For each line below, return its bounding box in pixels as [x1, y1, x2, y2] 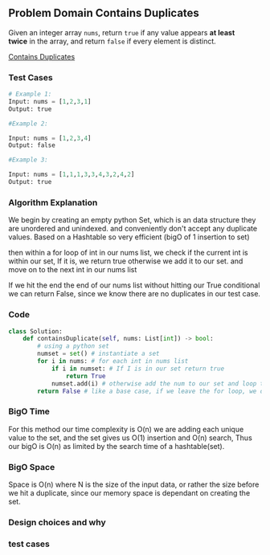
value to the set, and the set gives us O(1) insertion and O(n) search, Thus [8, 433, 253, 443]
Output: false [8, 141, 56, 149]
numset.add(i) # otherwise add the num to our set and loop [51, 379, 257, 388]
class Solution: [8, 327, 63, 336]
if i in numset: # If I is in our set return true [51, 365, 225, 373]
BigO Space [8, 461, 55, 472]
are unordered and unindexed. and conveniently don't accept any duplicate [8, 224, 258, 234]
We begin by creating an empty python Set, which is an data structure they [8, 215, 256, 225]
